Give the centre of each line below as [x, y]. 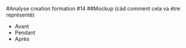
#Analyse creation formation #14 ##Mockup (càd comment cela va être [93, 9]
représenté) [20, 15]
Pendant [25, 33]
